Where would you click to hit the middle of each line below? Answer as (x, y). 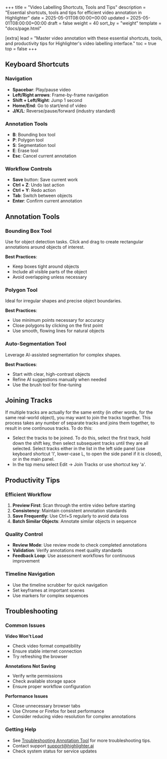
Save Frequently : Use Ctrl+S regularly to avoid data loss (71, 516)
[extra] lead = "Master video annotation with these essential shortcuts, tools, (84, 38)
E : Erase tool (25, 150)
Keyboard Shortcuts (37, 64)
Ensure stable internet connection (47, 651)
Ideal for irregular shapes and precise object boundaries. (64, 301)
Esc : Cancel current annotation (44, 156)
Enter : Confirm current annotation (47, 201)
